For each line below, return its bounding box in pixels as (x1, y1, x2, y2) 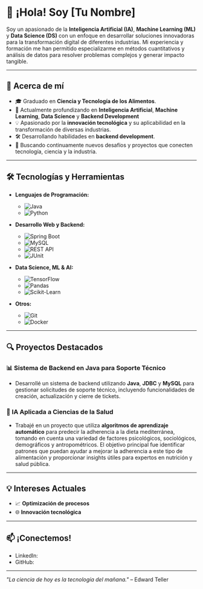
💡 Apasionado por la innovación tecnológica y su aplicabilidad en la (14, 119, 186, 126)
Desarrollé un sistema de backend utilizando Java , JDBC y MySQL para (14, 380, 195, 387)
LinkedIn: (14, 552, 38, 559)
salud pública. (14, 460, 50, 467)
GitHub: (14, 559, 34, 566)
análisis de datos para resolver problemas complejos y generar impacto (6, 51, 185, 58)
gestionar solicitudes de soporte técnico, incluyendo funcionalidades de (14, 386, 195, 393)
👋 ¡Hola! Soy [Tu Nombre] (6, 5, 136, 19)
